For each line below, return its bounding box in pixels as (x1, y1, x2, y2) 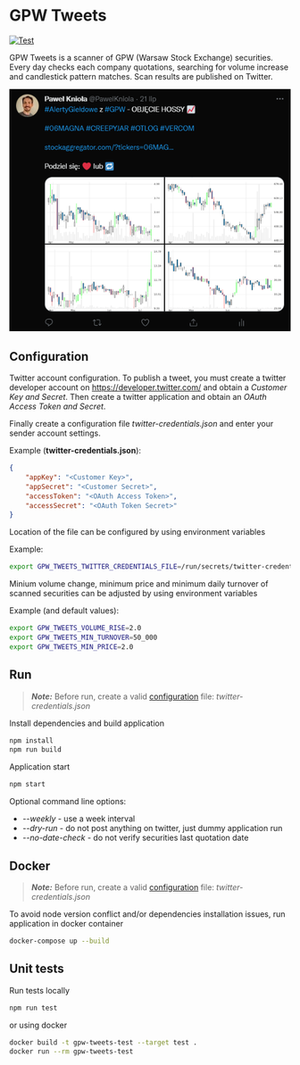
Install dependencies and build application (9, 718, 165, 728)
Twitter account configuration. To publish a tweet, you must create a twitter (9, 372, 287, 384)
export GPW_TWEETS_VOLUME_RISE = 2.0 (9, 624, 142, 633)
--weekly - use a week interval (21, 813, 136, 824)
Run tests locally (9, 985, 70, 995)
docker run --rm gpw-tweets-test (9, 1047, 134, 1056)
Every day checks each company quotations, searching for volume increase (9, 62, 289, 72)
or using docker (9, 1019, 68, 1030)
